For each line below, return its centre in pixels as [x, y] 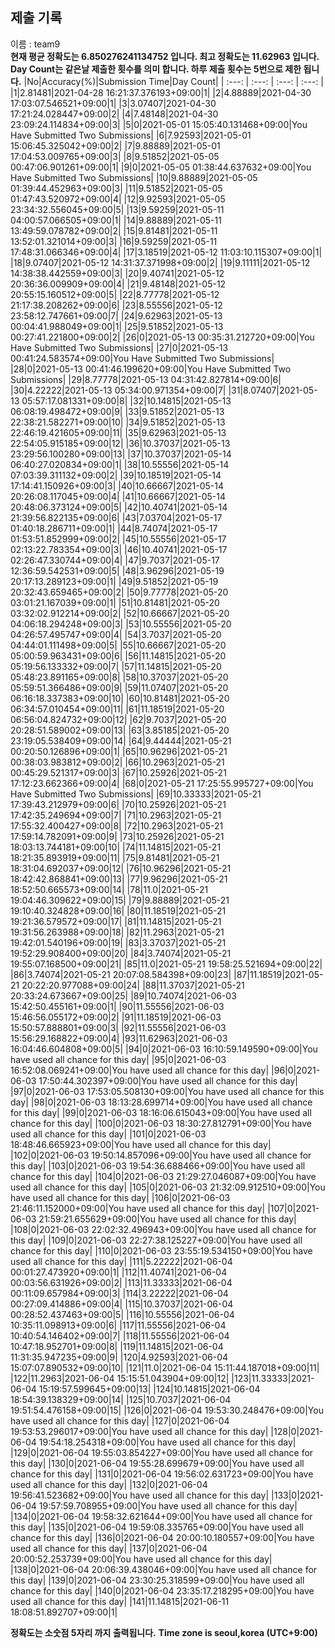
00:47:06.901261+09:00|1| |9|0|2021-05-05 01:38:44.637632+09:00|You [161, 167]
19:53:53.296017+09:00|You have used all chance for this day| [139, 1431]
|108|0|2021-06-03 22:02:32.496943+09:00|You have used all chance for [163, 1229]
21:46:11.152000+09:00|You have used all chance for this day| [138, 1208]
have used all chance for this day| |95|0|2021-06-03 [118, 1059]
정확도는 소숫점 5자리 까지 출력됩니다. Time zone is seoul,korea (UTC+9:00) [164, 1632]
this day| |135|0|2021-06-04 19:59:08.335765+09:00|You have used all [157, 1527]
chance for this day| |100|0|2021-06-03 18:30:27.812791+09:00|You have [161, 1123]
